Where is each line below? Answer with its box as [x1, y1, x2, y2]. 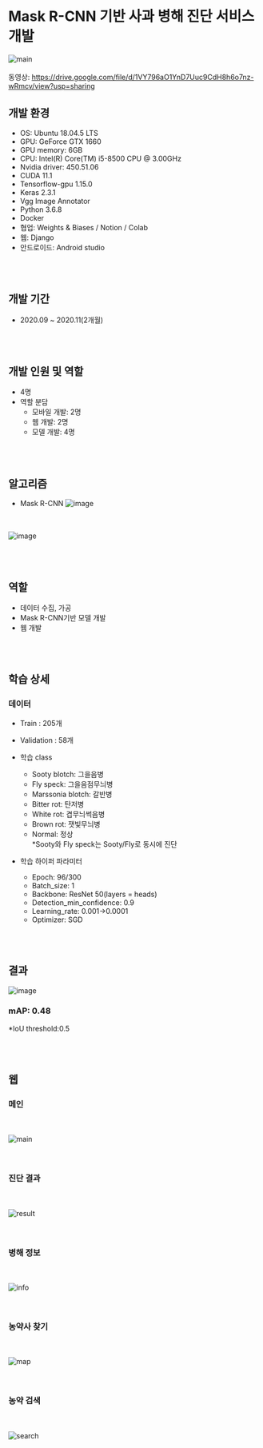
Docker [19, 213, 45, 222]
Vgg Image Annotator [19, 196, 90, 205]
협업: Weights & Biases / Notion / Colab [19, 222, 148, 232]
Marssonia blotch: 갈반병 [31, 789, 113, 799]
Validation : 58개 [19, 735, 74, 744]
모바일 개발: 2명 [31, 407, 82, 417]
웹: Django [19, 233, 54, 242]
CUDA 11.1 [19, 170, 53, 180]
